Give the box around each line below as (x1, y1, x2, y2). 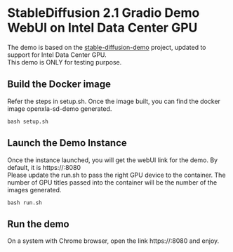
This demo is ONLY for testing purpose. (7, 58, 122, 66)
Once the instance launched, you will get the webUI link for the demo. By (7, 156, 218, 164)
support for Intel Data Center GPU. (7, 51, 107, 59)
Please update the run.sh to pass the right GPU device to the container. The (7, 171, 226, 179)
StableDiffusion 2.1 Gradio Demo (7, 5, 200, 21)
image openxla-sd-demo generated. (7, 104, 112, 113)
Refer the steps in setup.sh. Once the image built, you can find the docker (7, 97, 221, 105)
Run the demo (7, 218, 70, 230)
